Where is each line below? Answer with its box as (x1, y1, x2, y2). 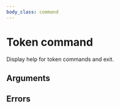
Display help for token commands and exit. (6, 56, 114, 63)
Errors (6, 94, 31, 104)
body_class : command (6, 9, 59, 15)
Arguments (6, 73, 51, 83)
